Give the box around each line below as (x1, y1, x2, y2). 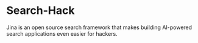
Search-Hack (6, 4, 75, 18)
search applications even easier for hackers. (6, 30, 118, 37)
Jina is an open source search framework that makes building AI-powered (6, 24, 193, 31)
